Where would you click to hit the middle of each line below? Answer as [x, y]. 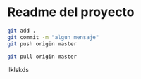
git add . [22, 31]
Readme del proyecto [71, 12]
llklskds [18, 70]
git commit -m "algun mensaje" [53, 37]
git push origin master [42, 44]
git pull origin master [42, 57]
